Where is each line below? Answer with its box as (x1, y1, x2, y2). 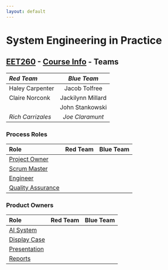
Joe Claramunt (63, 112, 104, 120)
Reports (9, 255, 31, 263)
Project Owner (9, 155, 49, 163)
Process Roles (6, 130, 48, 138)
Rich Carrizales (9, 112, 52, 120)
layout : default (6, 8, 46, 15)
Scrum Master (9, 164, 48, 172)
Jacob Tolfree (64, 84, 102, 92)
